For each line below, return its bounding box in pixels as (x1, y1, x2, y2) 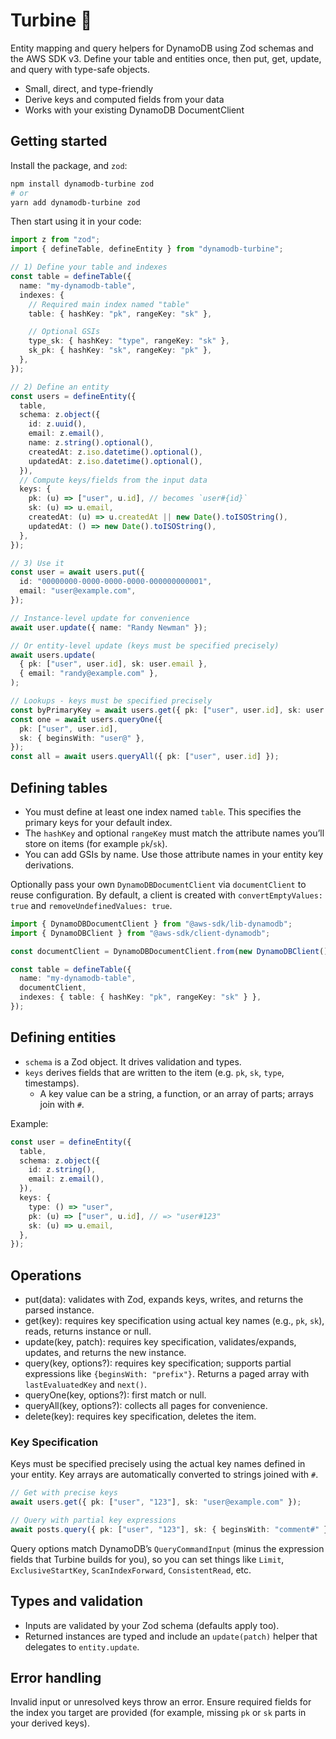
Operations (10, 1267, 82, 1284)
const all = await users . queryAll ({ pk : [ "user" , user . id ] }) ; (10, 752, 280, 762)
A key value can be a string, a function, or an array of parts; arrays (39, 1087, 314, 1099)
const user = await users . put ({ (10, 567, 145, 578)
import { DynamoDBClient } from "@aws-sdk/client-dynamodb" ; (10, 928, 271, 938)
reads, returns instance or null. (24, 1325, 152, 1338)
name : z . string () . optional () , (28, 438, 155, 448)
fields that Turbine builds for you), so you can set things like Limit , (10, 1553, 285, 1565)
